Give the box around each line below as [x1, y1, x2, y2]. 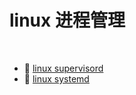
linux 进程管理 [9, 9, 126, 32]
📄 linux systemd [23, 72, 90, 85]
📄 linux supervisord [23, 62, 104, 74]
